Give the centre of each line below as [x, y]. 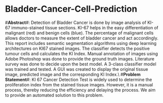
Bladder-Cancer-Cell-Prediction [71, 9]
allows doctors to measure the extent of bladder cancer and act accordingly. [82, 38]
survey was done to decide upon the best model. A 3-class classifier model [81, 64]
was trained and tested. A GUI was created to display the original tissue [77, 69]
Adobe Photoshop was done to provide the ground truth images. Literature [80, 59]
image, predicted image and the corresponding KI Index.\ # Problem [73, 74]
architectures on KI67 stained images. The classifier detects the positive [77, 48]
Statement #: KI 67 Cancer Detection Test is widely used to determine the [79, 80]
